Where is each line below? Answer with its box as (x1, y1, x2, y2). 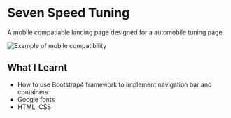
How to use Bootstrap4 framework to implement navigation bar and (17, 80, 212, 89)
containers (17, 87, 49, 96)
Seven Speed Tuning (7, 5, 130, 21)
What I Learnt (7, 61, 68, 74)
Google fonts (17, 95, 55, 103)
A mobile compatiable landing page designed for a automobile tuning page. (7, 28, 225, 36)
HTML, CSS (17, 103, 51, 111)
